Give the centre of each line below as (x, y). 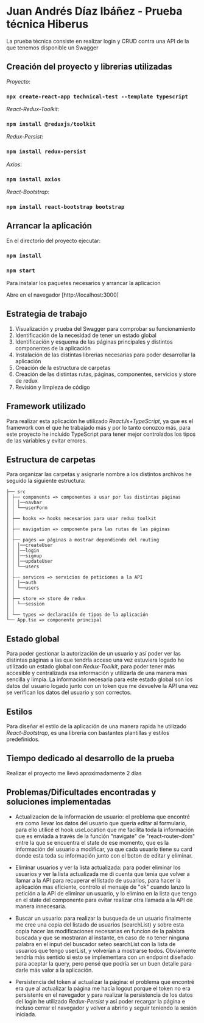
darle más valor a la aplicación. (54, 970)
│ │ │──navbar (24, 503)
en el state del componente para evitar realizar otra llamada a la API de (104, 900)
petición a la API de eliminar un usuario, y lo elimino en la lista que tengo (106, 893)
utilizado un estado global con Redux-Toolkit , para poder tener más (91, 667)
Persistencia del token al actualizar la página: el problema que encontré (105, 981)
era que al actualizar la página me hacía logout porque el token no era (103, 988)
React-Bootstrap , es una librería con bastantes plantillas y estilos (88, 732)
